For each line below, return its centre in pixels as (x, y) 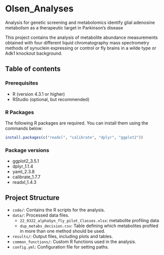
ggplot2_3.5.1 (26, 161)
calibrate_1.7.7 (26, 177)
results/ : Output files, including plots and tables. (63, 236)
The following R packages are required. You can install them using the (77, 123)
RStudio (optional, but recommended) (51, 99)
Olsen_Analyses (39, 9)
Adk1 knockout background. (34, 53)
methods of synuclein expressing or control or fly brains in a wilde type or (81, 48)
